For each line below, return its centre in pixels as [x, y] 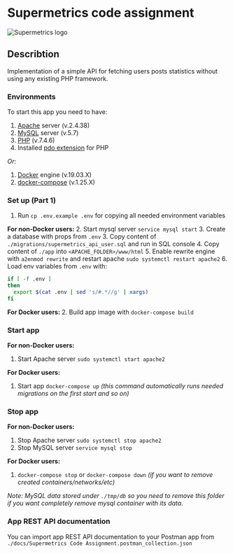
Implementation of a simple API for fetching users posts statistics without [113, 71]
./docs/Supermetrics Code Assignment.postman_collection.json [100, 544]
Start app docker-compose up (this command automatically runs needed [120, 386]
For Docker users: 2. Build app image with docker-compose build [100, 312]
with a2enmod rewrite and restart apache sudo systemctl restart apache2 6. [117, 259]
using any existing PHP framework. [58, 78]
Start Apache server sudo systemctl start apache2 [91, 359]
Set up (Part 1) [31, 200]
